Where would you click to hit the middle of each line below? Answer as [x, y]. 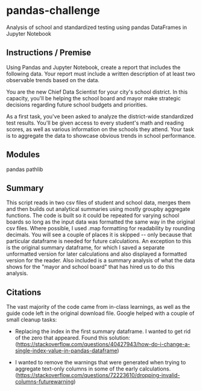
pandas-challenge [53, 11]
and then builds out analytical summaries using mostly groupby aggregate [98, 209]
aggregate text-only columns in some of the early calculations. [93, 369]
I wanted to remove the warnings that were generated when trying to [100, 363]
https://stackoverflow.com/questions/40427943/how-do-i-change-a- [104, 344]
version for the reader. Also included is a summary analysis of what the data [101, 260]
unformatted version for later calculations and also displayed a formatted [96, 254]
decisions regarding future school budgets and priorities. [77, 105]
